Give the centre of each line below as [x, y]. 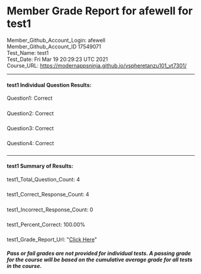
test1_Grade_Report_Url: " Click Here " [52, 239]
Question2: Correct [30, 113]
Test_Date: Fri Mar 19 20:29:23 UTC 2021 [57, 59]
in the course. [24, 266]
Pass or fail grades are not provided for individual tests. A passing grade [99, 253]
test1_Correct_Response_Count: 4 [48, 195]
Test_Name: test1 [28, 53]
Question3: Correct [30, 128]
